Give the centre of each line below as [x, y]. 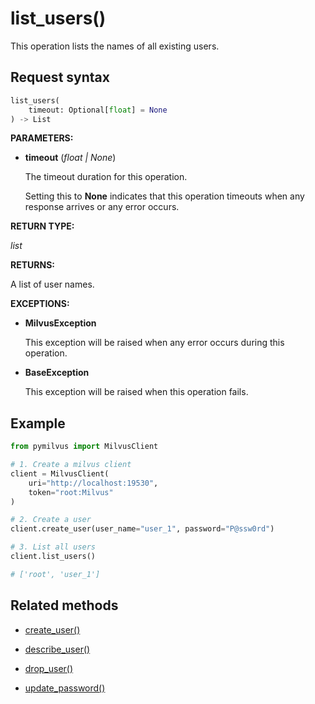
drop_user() [49, 668]
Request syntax [60, 77]
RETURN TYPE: [42, 226]
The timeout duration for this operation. [106, 177]
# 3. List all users [53, 547]
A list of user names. [52, 284]
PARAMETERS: [42, 138]
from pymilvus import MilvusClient [84, 447]
